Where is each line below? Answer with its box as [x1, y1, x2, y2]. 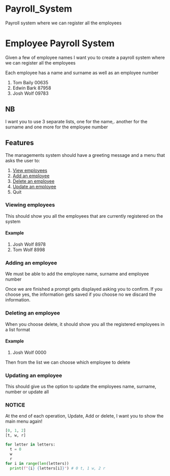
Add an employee [12, 173, 50, 179]
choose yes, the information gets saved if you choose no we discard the [5, 291, 156, 297]
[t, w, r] [5, 433, 26, 438]
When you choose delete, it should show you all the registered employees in [5, 321, 165, 327]
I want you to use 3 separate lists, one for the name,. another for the [5, 118, 148, 124]
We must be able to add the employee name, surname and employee [5, 271, 149, 277]
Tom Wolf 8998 [12, 247, 46, 253]
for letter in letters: [5, 442, 56, 447]
